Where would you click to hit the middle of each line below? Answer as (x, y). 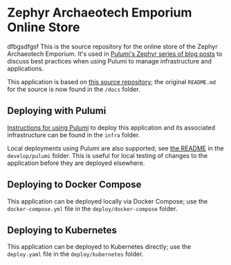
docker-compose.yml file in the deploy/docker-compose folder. (92, 208)
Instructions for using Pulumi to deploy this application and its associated (111, 127)
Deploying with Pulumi (57, 111)
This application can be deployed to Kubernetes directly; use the (99, 247)
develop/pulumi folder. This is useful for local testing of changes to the (108, 155)
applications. (25, 68)
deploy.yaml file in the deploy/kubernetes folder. (75, 254)
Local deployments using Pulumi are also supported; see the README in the (115, 148)
